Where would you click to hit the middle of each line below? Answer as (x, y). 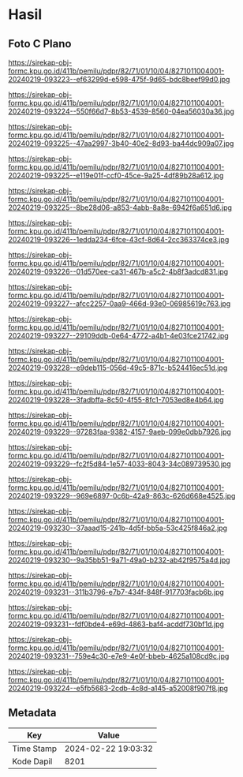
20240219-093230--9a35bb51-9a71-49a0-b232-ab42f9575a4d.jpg (119, 560)
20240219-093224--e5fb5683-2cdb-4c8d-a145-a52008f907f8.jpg (118, 688)
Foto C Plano (40, 44)
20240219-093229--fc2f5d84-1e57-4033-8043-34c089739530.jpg (120, 464)
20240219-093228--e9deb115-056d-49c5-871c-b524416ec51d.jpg (118, 368)
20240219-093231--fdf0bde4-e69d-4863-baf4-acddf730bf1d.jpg (116, 624)
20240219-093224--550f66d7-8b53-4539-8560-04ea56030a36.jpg (121, 111)
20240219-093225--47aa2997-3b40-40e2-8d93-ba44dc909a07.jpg (121, 143)
